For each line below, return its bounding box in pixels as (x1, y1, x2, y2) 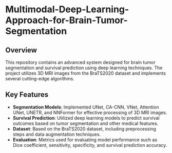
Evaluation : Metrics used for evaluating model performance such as (12, 137, 158, 143)
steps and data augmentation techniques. (12, 131, 101, 137)
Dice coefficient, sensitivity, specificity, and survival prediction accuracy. (12, 142, 167, 148)
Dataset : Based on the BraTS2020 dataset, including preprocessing (12, 125, 157, 132)
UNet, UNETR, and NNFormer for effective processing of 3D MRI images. (12, 109, 167, 116)
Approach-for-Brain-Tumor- (5, 14, 128, 26)
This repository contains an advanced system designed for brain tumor (5, 59, 156, 65)
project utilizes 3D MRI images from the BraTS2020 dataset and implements (5, 70, 166, 76)
